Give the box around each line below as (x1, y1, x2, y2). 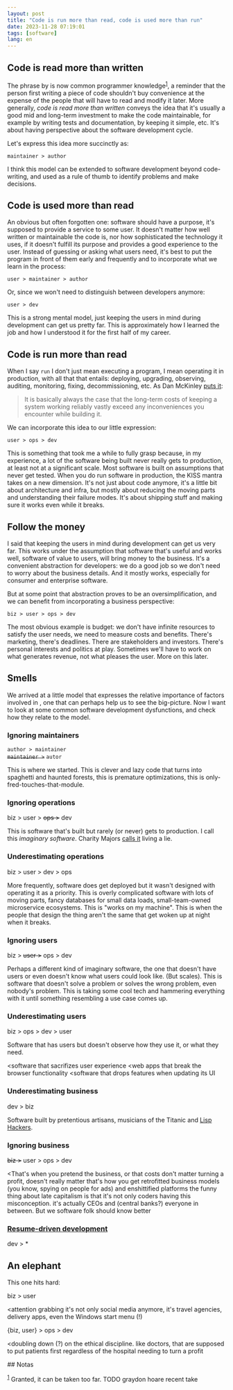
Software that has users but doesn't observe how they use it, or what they (7, 1040, 219, 1049)
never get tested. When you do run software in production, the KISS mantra (7, 471, 223, 480)
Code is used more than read (7, 199, 134, 211)
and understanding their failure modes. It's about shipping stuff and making (7, 493, 223, 502)
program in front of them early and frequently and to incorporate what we (7, 255, 217, 263)
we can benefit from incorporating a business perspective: (7, 597, 175, 605)
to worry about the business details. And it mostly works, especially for (7, 569, 210, 578)
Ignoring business (7, 1140, 70, 1150)
